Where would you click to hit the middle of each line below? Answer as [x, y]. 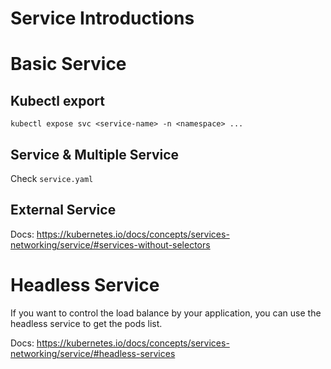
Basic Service [68, 64]
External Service [63, 210]
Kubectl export [58, 100]
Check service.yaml [52, 178]
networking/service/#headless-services [93, 353]
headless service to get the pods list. [86, 323]
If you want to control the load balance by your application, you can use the [166, 313]
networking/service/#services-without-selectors [110, 244]
